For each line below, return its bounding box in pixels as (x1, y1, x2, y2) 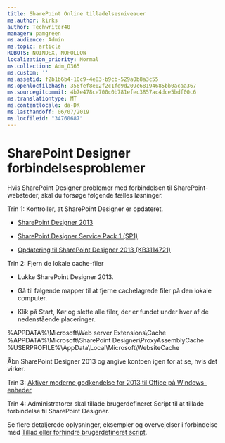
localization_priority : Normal (7, 56, 99, 63)
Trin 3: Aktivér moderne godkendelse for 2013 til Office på (7, 378, 176, 387)
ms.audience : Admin (7, 37, 65, 44)
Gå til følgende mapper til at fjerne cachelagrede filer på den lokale (17, 286, 212, 295)
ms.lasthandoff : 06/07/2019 (7, 108, 90, 115)
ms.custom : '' (7, 69, 49, 76)
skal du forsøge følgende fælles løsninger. (41, 191, 163, 199)
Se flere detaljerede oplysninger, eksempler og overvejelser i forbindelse (7, 420, 218, 429)
